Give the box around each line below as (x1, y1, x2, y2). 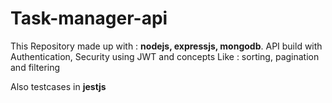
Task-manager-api (10, 7, 168, 30)
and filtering (10, 61, 61, 73)
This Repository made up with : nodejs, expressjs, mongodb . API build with (10, 40, 323, 52)
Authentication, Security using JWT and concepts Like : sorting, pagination (10, 50, 320, 62)
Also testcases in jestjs (10, 80, 107, 92)
